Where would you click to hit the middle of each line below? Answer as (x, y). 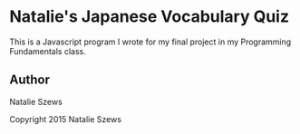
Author (29, 80)
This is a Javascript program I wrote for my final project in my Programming (150, 42)
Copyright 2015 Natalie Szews (66, 119)
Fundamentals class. (48, 51)
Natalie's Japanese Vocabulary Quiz (150, 17)
